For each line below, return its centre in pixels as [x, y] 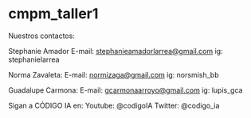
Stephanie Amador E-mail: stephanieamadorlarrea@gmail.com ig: [116, 51]
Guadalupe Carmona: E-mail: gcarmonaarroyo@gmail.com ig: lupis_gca [125, 90]
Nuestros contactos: [42, 36]
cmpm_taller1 [53, 14]
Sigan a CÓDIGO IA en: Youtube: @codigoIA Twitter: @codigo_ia [114, 105]
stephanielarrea [34, 59]
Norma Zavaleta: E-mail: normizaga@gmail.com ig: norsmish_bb [114, 74]
